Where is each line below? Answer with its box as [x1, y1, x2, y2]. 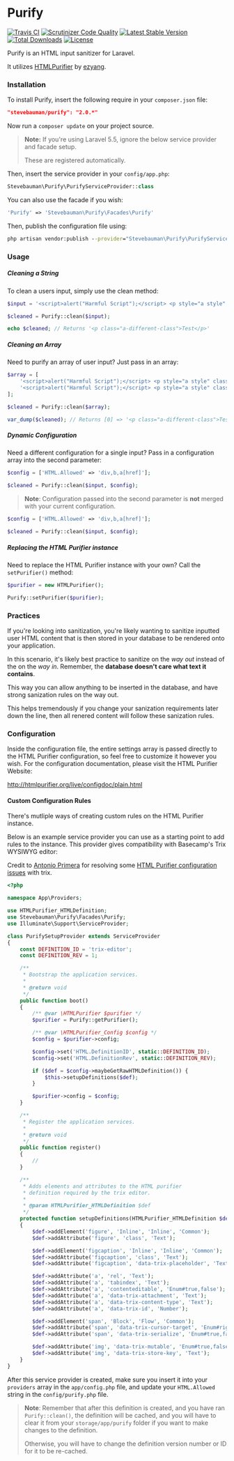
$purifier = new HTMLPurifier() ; [7, 581, 104, 588]
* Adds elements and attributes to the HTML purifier [22, 1183, 182, 1190]
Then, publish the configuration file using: [7, 222, 127, 230]
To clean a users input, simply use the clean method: [7, 286, 159, 295]
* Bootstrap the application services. [22, 971, 139, 979]
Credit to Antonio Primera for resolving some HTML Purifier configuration [7, 861, 217, 869]
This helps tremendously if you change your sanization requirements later [7, 704, 219, 712]
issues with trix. [7, 869, 52, 877]
